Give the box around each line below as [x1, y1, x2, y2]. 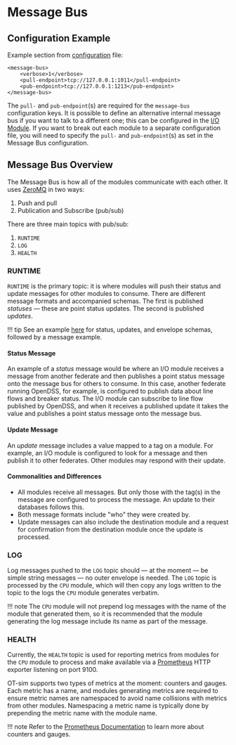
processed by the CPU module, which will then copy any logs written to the [7, 581, 221, 590]
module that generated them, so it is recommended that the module [7, 609, 203, 618]
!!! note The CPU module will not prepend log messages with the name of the [7, 602, 227, 611]
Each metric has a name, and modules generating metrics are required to [7, 687, 219, 695]
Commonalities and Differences [7, 472, 102, 481]
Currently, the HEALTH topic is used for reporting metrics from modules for [7, 651, 219, 659]
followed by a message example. [7, 333, 103, 342]
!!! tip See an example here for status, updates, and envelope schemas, [7, 325, 213, 334]
